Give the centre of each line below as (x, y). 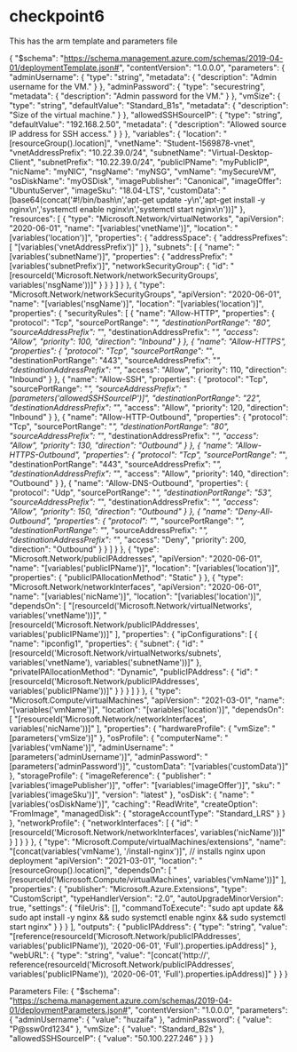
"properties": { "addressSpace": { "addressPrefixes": (191, 237)
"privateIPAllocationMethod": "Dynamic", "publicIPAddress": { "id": (131, 672)
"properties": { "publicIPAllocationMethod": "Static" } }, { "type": (126, 577)
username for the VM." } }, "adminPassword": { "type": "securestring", (137, 86)
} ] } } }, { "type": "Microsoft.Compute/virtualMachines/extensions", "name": (148, 841)
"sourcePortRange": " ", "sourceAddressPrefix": (95, 388)
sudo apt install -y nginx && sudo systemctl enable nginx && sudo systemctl (148, 917)
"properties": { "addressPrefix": (170, 256)
